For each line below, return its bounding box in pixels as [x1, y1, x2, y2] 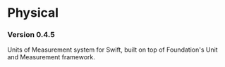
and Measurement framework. [7, 53, 95, 61]
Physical [7, 5, 59, 21]
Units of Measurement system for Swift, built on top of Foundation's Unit [7, 45, 218, 54]
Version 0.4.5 [7, 30, 55, 40]
